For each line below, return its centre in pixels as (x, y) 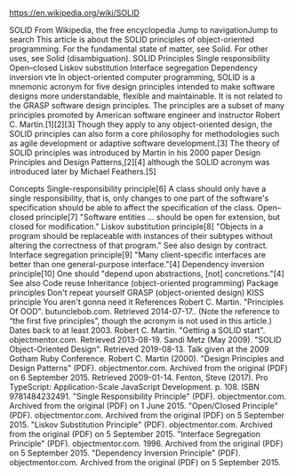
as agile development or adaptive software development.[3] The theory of (144, 143)
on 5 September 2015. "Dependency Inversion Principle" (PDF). (125, 453)
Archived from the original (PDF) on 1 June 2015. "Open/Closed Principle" (144, 406)
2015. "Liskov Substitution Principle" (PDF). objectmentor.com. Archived (141, 424)
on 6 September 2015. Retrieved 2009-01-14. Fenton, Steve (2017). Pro (139, 377)
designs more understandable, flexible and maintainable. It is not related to (146, 96)
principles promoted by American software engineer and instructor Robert (145, 115)
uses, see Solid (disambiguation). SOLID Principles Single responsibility (140, 58)
